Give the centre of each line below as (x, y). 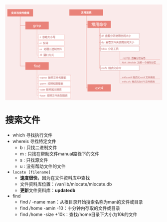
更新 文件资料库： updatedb (48, 190)
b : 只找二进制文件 (38, 147)
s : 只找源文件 (34, 160)
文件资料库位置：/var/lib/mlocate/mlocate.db (66, 184)
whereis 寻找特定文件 (34, 141)
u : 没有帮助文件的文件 (43, 166)
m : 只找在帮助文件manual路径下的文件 (60, 153)
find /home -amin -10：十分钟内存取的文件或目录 (70, 208)
